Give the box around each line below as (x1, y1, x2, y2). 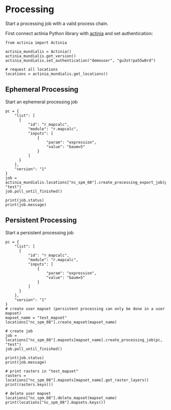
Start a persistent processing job (5, 229, 74, 235)
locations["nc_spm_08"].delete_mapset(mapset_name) (5, 395, 117, 400)
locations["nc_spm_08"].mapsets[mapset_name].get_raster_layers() (5, 377, 149, 382)
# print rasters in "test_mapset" (5, 368, 79, 374)
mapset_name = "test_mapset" (5, 315, 67, 320)
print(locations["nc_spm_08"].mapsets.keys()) (5, 400, 106, 405)
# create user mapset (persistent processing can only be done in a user (5, 306, 165, 311)
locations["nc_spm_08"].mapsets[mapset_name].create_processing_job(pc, (5, 337, 163, 342)
